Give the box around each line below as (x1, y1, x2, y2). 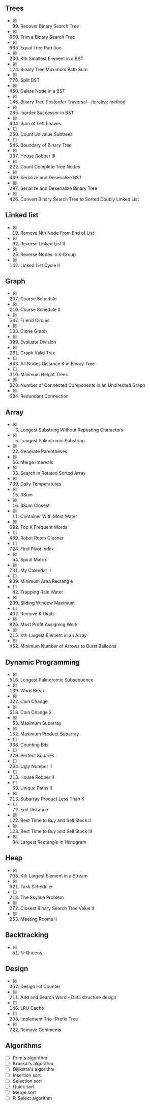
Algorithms (5, 1041, 42, 1050)
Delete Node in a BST (20, 88, 66, 94)
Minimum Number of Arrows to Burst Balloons (20, 643, 117, 649)
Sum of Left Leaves (20, 120, 61, 126)
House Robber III (20, 153, 56, 159)
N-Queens (20, 949, 42, 956)
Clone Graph (20, 328, 47, 334)
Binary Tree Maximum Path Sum (20, 66, 88, 72)
